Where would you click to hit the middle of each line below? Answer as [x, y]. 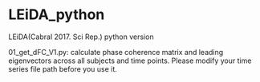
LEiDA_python [57, 15]
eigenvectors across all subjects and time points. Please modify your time [130, 61]
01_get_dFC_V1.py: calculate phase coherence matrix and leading [116, 52]
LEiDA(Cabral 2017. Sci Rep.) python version [81, 37]
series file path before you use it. [63, 68]
